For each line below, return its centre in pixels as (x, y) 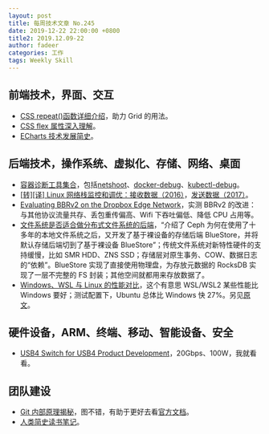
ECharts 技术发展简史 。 (59, 136)
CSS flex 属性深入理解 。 (60, 126)
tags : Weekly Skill (41, 61)
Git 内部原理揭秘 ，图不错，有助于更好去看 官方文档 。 (107, 412)
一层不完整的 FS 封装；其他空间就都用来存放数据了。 (121, 274)
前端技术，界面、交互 (61, 95)
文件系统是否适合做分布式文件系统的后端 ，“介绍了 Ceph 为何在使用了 (134, 225)
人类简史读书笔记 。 (52, 422)
